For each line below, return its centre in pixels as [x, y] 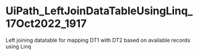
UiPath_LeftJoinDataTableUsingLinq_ [99, 11]
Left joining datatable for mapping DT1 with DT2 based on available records [98, 40]
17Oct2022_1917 [46, 24]
